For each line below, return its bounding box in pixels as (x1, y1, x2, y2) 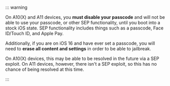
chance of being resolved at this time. (5, 66, 85, 72)
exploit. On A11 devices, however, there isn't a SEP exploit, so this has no (5, 61, 157, 67)
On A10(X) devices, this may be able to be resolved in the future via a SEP (5, 55, 159, 62)
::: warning (5, 5, 28, 10)
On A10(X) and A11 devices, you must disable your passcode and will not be (5, 14, 165, 20)
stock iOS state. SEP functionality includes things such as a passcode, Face (5, 25, 164, 31)
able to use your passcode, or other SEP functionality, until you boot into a (5, 20, 161, 25)
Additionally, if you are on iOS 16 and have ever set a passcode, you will (5, 40, 155, 46)
